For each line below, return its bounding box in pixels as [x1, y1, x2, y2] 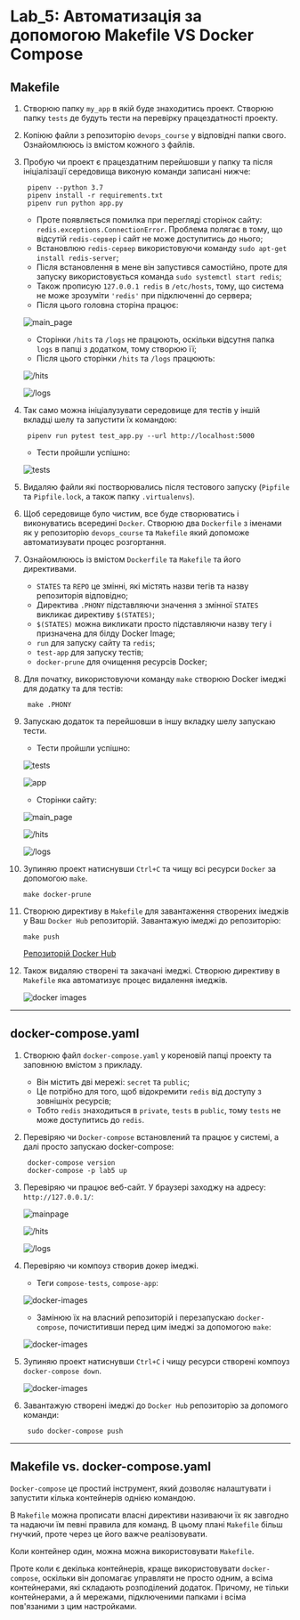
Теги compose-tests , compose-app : [36, 1277, 159, 1288]
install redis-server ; [36, 252, 119, 263]
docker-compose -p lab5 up [27, 1166, 127, 1175]
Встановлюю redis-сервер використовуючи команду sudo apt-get [36, 243, 288, 253]
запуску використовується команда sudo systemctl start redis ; [36, 272, 282, 281]
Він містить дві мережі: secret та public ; [36, 1076, 191, 1087]
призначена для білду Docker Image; [36, 628, 176, 639]
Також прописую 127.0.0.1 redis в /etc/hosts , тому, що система [36, 281, 284, 291]
